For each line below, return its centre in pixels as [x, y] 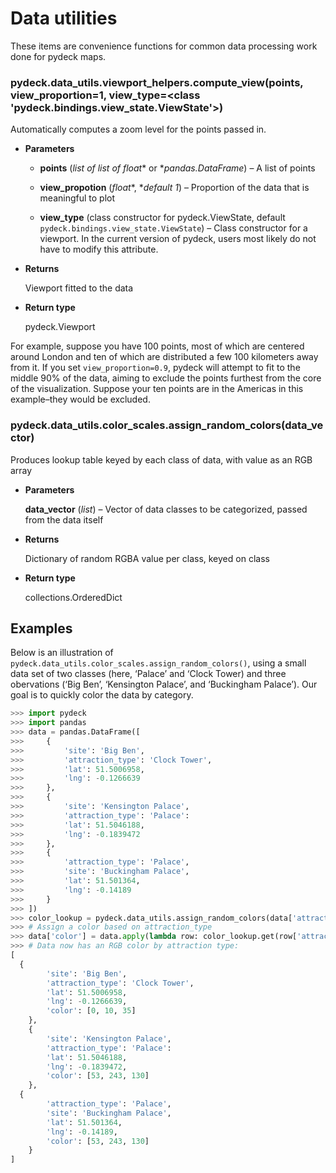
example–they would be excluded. [80, 399]
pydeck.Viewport [60, 327]
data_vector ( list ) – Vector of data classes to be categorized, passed [166, 509]
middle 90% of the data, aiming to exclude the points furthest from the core [166, 378]
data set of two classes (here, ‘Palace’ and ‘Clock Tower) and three [148, 674]
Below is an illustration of [62, 653]
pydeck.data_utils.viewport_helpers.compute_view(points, [157, 82]
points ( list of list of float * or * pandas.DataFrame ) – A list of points [177, 168]
